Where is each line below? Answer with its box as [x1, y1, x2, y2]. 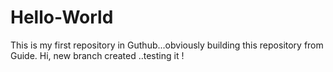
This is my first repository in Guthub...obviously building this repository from [10, 39, 324, 51]
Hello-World [10, 6, 114, 29]
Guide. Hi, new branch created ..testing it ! [10, 49, 185, 61]
